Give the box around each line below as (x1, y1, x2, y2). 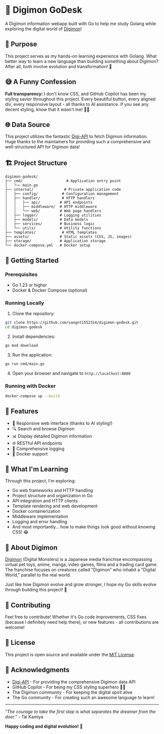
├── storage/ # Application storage (5, 239, 106, 244)
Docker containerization (12, 508, 61, 514)
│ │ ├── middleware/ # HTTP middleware (5, 204, 97, 209)
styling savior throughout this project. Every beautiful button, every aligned (5, 96, 156, 102)
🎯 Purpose (5, 40, 38, 49)
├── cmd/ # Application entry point (5, 178, 121, 183)
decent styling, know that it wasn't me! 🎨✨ (5, 106, 90, 112)
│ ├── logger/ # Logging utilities (5, 213, 102, 218)
